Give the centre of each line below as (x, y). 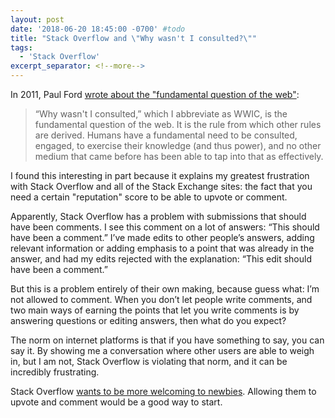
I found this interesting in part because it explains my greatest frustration (160, 175)
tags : (21, 47)
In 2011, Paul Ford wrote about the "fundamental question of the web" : (155, 94)
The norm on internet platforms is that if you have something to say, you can (167, 340)
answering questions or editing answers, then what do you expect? (148, 320)
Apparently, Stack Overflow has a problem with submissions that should (158, 216)
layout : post (37, 19)
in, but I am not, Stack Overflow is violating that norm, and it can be (149, 361)
